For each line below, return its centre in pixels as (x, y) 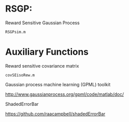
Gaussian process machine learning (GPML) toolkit (58, 84)
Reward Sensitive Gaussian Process (42, 23)
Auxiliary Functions (47, 52)
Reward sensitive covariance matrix (42, 66)
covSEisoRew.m (20, 75)
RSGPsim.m (16, 32)
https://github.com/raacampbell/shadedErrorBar (55, 113)
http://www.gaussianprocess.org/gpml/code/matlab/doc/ (65, 94)
